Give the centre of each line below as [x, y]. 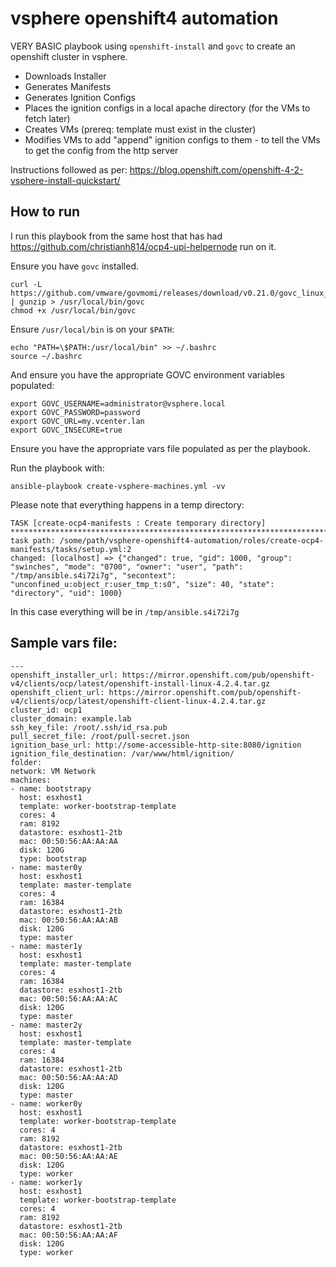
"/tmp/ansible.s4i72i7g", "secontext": [93, 575]
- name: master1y [46, 946]
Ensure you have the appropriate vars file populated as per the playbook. [160, 448]
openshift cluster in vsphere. [69, 56]
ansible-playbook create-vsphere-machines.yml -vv [118, 486]
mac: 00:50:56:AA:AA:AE [68, 1156]
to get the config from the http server [101, 150]
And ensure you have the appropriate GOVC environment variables [147, 374]
